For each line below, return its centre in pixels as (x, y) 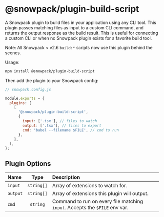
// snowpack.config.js (28, 89)
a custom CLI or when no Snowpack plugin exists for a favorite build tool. (79, 38)
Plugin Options (28, 163)
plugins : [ (20, 103)
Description (66, 177)
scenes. (13, 53)
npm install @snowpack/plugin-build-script (50, 71)
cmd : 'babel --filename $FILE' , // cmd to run (71, 130)
